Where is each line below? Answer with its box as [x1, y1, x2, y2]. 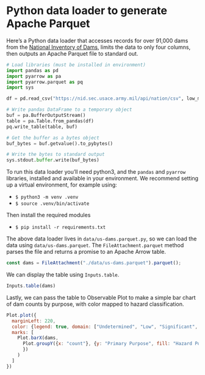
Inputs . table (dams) [6, 283, 56, 289]
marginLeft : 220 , [12, 317, 56, 324]
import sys [6, 84, 34, 91]
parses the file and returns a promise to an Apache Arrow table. [6, 248, 167, 256]
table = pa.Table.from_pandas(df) [6, 117, 95, 124]
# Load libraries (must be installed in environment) [6, 62, 146, 68]
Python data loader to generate [6, 4, 168, 18]
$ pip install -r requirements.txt [15, 225, 106, 231]
